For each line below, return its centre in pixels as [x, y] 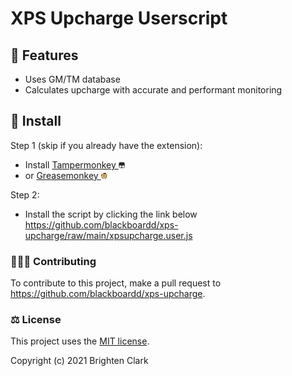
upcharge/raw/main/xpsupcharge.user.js [108, 235]
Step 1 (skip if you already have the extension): [106, 145]
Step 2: [25, 194]
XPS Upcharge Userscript [119, 18]
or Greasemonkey [61, 175]
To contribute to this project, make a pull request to [116, 283]
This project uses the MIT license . [80, 341]
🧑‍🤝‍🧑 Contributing [53, 261]
